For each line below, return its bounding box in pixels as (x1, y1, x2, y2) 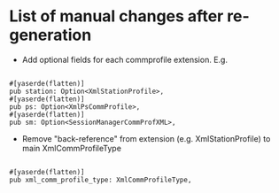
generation (9, 25, 92, 45)
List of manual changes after (9, 6, 224, 27)
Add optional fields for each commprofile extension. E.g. (21, 54, 229, 65)
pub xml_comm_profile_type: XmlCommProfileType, (9, 175, 192, 184)
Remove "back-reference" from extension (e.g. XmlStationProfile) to (21, 133, 271, 143)
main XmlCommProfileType (21, 143, 122, 153)
